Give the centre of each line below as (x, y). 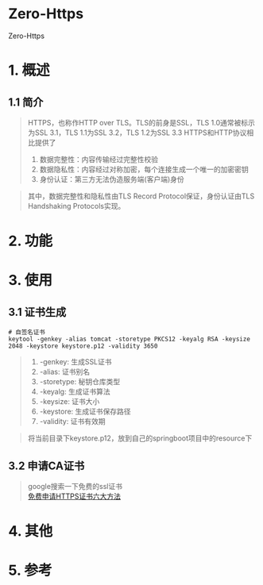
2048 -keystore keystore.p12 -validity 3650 (83, 346)
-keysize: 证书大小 (70, 402)
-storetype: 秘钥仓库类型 (80, 382)
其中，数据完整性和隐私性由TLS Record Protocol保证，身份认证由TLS (141, 196)
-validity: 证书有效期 (72, 421)
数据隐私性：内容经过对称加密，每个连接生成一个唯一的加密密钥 (144, 169)
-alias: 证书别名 (64, 372)
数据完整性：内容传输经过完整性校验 (99, 159)
